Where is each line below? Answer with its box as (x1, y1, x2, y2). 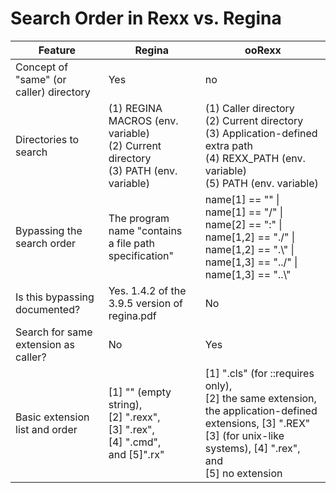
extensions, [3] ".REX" (204, 416, 311, 430)
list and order (15, 422, 78, 436)
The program (108, 211, 170, 225)
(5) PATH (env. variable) (204, 176, 319, 190)
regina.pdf (108, 308, 157, 322)
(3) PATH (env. (108, 163, 178, 177)
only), (204, 378, 233, 392)
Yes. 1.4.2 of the (108, 283, 187, 297)
